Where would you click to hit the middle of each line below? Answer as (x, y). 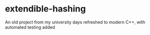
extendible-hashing (45, 9)
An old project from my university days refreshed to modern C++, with (75, 22)
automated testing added (30, 27)
